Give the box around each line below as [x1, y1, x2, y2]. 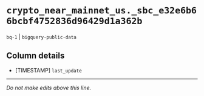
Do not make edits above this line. [6, 84, 92, 91]
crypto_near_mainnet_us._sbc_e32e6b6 [6, 5, 197, 16]
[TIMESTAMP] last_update [15, 66, 82, 74]
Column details [6, 51, 65, 61]
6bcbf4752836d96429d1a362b [6, 16, 143, 27]
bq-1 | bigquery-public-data [6, 33, 77, 40]
